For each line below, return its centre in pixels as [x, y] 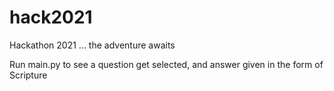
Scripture [28, 75]
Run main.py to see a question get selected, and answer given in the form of [166, 64]
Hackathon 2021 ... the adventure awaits [92, 45]
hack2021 [51, 17]
